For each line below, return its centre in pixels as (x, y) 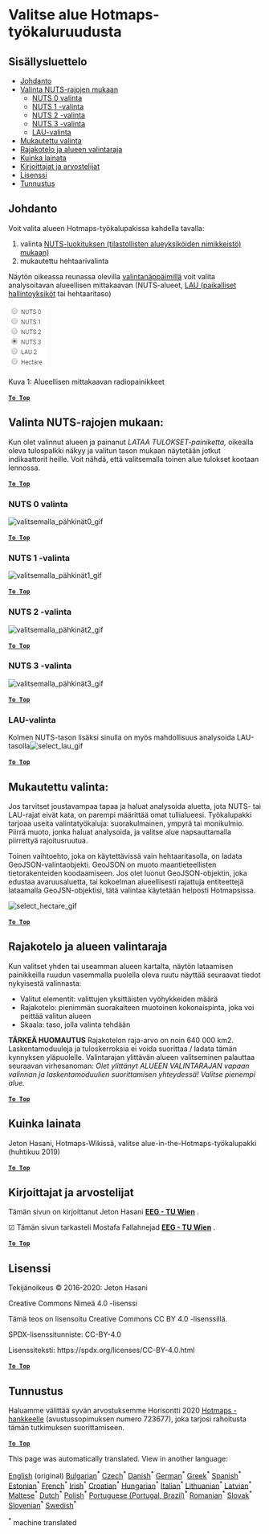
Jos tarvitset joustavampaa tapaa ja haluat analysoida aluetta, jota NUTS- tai (134, 806)
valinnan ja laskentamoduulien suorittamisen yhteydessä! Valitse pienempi (132, 1074)
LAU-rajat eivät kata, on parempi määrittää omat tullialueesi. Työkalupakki (130, 814)
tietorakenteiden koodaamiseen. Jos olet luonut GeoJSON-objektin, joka (128, 873)
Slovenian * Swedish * (43, 1504)
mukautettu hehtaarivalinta (64, 261)
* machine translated (43, 1521)
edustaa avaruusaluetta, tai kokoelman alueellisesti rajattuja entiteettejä (126, 881)
